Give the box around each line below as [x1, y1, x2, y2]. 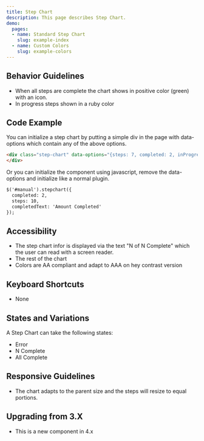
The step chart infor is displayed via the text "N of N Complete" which [15, 242, 190, 250]
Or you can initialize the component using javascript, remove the [6, 168, 168, 176]
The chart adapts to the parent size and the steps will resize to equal [15, 387, 187, 395]
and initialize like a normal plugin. [26, 175, 110, 182]
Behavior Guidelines [6, 71, 84, 81]
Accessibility [6, 226, 57, 236]
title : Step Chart [6, 9, 53, 15]
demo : [6, 20, 20, 26]
